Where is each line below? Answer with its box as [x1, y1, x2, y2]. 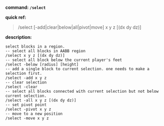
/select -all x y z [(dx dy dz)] [5, 98, 77, 103]
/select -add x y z [5, 75, 47, 80]
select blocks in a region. [5, 44, 65, 49]
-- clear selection [5, 80, 47, 85]
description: [5, 34, 32, 40]
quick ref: [5, 14, 27, 20]
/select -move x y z [5, 116, 50, 121]
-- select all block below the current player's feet [5, 57, 123, 62]
